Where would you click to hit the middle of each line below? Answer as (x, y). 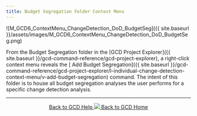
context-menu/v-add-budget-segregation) (57, 77)
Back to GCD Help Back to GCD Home (98, 107)
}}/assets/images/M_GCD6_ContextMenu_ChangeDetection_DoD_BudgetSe (97, 34)
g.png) (14, 40)
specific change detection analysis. (49, 89)
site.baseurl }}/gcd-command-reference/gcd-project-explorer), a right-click (98, 58)
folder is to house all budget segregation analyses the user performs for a (95, 83)
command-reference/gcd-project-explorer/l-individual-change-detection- (95, 70)
